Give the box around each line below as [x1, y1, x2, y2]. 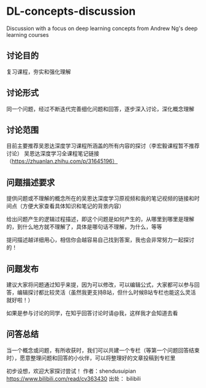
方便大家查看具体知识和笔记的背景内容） [22, 203, 124, 210]
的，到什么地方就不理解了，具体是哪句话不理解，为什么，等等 [6, 223, 162, 231]
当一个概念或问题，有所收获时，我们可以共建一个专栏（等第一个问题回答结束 [6, 346, 200, 354]
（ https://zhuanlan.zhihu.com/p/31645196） [6, 158, 118, 165]
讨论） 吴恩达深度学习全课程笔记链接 [6, 150, 99, 157]
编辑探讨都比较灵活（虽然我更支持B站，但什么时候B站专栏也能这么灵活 [17, 289, 196, 296]
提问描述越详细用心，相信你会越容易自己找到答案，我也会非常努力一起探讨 [6, 236, 194, 244]
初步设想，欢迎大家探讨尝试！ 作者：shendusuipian [6, 367, 137, 374]
